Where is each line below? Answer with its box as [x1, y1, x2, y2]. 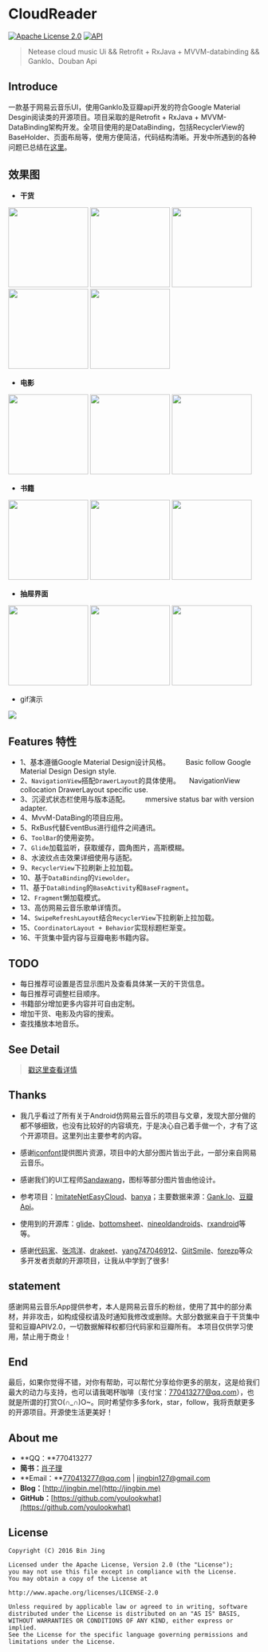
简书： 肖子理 [19, 1463, 62, 1473]
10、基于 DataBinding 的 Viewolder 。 [19, 873, 134, 882]
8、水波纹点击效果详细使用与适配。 [19, 853, 137, 862]
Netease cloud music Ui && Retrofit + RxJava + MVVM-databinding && [27, 46, 260, 56]
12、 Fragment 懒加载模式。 [19, 893, 105, 902]
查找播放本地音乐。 [19, 1019, 84, 1029]
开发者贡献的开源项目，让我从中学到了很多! [26, 1255, 169, 1265]
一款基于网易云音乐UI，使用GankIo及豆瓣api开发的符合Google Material [8, 102, 241, 112]
